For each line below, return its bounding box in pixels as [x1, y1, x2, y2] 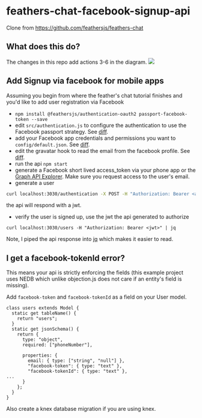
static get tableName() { [11, 310, 77, 317]
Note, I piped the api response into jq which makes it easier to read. [6, 236, 173, 243]
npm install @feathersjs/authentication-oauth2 [14, 111, 136, 117]
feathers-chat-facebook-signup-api [6, 4, 191, 18]
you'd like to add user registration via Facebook [6, 98, 124, 105]
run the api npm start [14, 160, 68, 167]
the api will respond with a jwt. [6, 202, 82, 209]
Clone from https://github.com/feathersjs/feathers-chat [6, 24, 144, 31]
